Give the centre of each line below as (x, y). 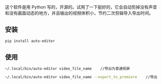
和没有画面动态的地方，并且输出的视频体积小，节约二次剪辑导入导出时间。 (79, 13)
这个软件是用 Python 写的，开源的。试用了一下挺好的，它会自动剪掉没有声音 (81, 7)
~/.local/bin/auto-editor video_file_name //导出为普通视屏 (67, 69)
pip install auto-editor (30, 41)
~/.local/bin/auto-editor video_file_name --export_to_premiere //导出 (81, 77)
